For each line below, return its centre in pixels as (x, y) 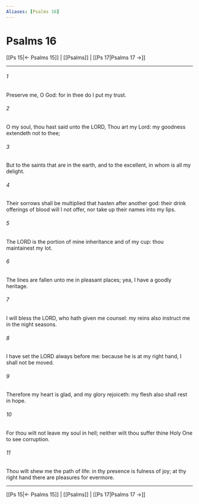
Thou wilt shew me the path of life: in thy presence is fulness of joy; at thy (96, 471)
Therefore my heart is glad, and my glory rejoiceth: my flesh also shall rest (97, 394)
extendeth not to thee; (33, 133)
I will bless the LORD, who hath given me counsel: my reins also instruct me (98, 318)
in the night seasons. (32, 324)
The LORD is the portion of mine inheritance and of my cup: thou (85, 241)
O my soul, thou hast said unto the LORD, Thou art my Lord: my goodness (96, 127)
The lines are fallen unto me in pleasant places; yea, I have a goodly (89, 280)
